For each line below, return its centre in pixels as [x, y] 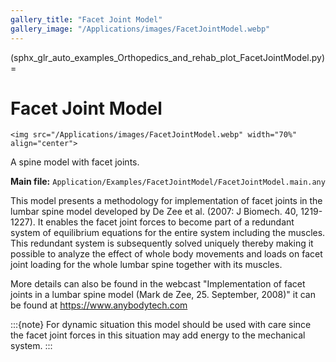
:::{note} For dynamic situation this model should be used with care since [161, 325]
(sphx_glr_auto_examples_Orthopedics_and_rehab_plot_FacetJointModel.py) [167, 57]
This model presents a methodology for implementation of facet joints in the [166, 201]
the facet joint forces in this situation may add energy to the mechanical [158, 335]
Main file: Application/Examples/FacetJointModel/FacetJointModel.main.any [168, 182]
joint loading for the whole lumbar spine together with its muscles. [146, 265]
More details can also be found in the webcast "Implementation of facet [158, 284]
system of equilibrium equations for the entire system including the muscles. [168, 233]
